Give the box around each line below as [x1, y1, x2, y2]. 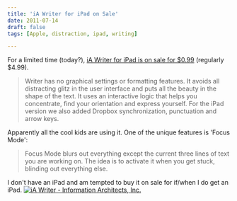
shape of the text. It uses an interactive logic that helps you [24, 92, 197, 100]
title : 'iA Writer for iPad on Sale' [7, 10, 119, 18]
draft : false [7, 23, 46, 30]
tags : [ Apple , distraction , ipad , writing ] [7, 30, 138, 38]
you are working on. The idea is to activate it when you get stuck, [24, 157, 216, 166]
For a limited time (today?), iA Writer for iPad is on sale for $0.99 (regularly [7, 56, 224, 64]
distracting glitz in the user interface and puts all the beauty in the [24, 84, 217, 93]
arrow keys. [24, 115, 59, 123]
